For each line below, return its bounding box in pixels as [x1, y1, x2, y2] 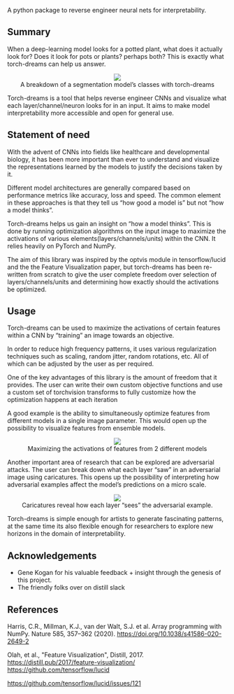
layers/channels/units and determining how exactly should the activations [7, 277, 219, 286]
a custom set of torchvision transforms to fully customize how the [7, 388, 196, 396]
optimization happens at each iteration [7, 396, 118, 404]
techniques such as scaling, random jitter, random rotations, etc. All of [7, 352, 209, 361]
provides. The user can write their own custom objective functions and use [7, 381, 224, 389]
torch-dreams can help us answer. [7, 60, 106, 68]
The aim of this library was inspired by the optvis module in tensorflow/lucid [7, 255, 226, 263]
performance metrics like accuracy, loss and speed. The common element [7, 190, 221, 199]
